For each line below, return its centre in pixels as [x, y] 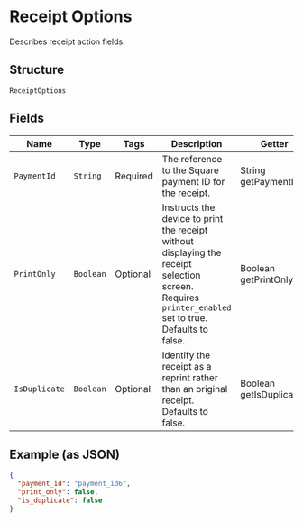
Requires [181, 298]
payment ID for [193, 181]
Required [134, 176]
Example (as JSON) [64, 454]
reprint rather [190, 378]
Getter [274, 143]
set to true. [185, 317]
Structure [37, 70]
